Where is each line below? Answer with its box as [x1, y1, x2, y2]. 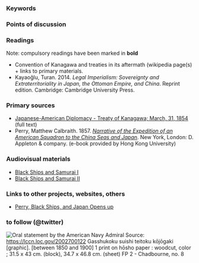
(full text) [14, 121, 37, 129]
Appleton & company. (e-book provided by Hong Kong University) [14, 140, 176, 147]
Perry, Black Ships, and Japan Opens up [14, 203, 114, 211]
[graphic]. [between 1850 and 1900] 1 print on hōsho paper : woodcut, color [6, 244, 191, 251]
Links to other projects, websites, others [6, 189, 125, 198]
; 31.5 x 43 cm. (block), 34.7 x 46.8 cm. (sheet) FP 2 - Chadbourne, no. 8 [6, 251, 184, 258]
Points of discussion [6, 20, 67, 28]
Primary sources [6, 101, 55, 109]
